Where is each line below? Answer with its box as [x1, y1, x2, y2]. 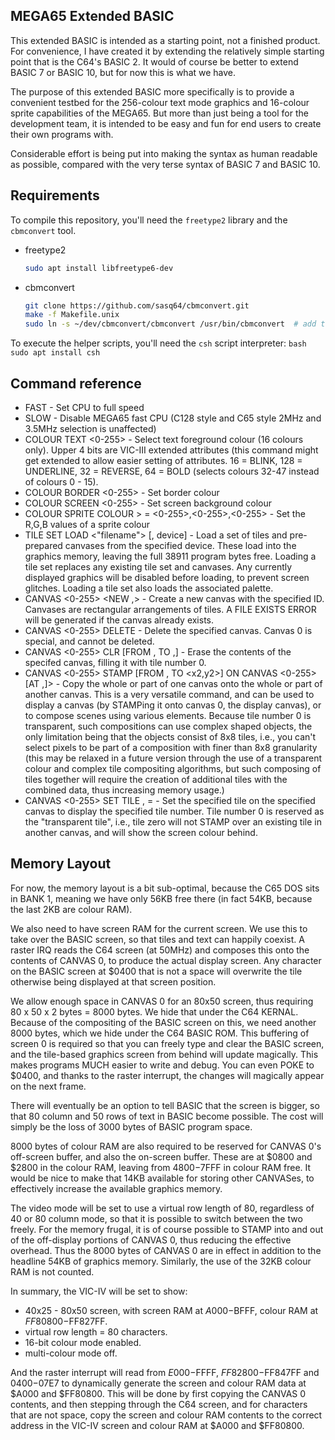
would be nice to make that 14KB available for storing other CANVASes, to [10, 1172, 315, 1184]
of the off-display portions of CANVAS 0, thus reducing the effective [10, 1234, 292, 1246]
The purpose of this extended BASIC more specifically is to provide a [10, 85, 295, 98]
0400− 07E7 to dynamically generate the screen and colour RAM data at [10, 1377, 307, 1389]
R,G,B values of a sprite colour [24, 518, 150, 530]
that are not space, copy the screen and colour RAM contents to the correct [10, 1409, 323, 1421]
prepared [24, 539, 63, 551]
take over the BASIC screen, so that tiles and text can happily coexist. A [10, 933, 305, 945]
